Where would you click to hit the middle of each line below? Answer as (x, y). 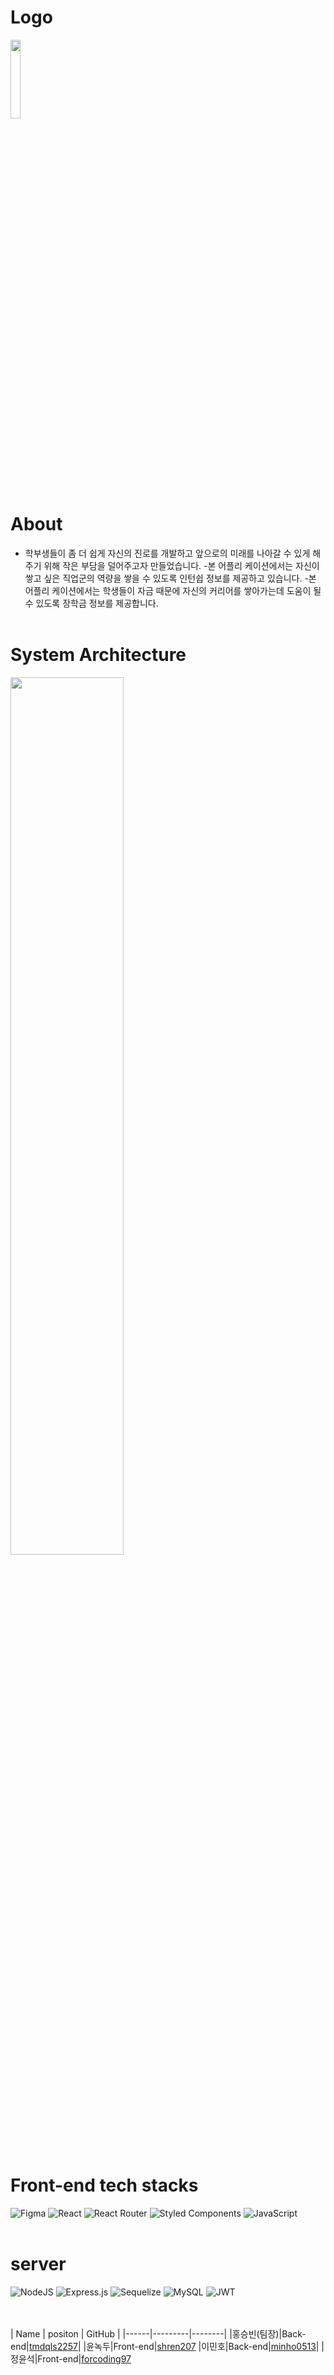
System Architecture (98, 655)
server (38, 2263)
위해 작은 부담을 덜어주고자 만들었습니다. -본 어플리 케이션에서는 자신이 (181, 565)
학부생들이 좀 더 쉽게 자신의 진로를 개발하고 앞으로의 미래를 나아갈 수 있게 (167, 553)
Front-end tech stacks (104, 2185)
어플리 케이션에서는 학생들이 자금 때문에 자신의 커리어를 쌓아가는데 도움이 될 (173, 590)
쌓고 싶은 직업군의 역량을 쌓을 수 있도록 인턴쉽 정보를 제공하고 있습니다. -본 (170, 578)
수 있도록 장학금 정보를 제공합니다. (91, 603)
